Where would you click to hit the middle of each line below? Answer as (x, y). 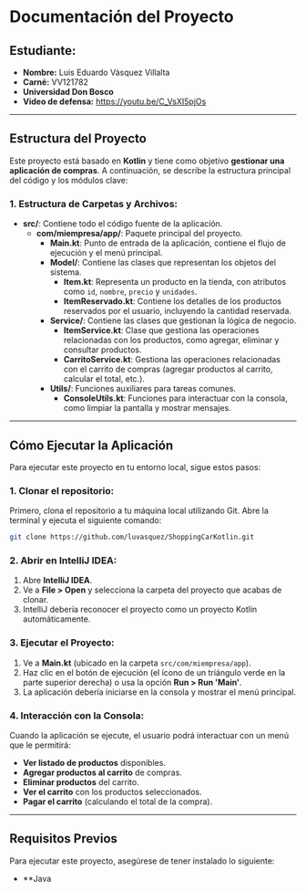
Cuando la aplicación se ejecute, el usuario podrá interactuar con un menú (149, 735)
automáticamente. (56, 619)
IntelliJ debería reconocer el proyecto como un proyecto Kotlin (140, 610)
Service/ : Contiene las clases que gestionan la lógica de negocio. (173, 320)
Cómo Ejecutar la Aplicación (92, 445)
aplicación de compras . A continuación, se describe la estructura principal (150, 170)
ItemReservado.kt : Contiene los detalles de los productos (173, 301)
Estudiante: (43, 51)
